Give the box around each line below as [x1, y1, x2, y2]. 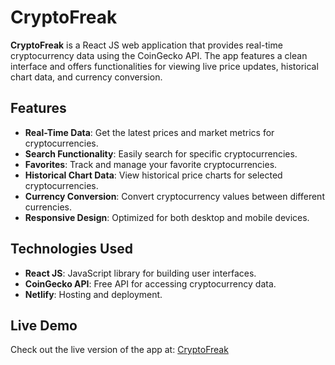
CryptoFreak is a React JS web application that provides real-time [10, 39, 283, 51]
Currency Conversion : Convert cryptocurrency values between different [24, 190, 325, 202]
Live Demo [10, 317, 78, 334]
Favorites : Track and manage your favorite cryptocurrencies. [24, 158, 278, 170]
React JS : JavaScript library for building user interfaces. [24, 267, 257, 279]
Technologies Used [10, 241, 133, 258]
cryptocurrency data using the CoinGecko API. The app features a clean [10, 49, 308, 61]
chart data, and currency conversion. [10, 71, 163, 83]
